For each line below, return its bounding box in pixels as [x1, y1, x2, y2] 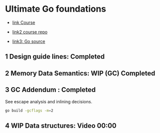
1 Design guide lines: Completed [5, 53, 105, 61]
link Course [12, 19, 36, 25]
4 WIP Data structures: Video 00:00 [5, 121, 117, 130]
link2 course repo [12, 29, 48, 35]
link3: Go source [12, 38, 45, 44]
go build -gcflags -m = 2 [5, 108, 54, 113]
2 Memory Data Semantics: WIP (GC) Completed [5, 69, 155, 77]
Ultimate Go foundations [5, 3, 106, 15]
